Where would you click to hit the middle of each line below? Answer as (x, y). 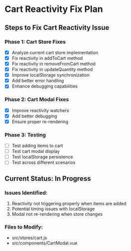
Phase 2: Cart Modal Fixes (37, 100)
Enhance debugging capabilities (45, 86)
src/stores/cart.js (30, 238)
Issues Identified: (26, 193)
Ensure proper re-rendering (40, 122)
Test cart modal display (36, 151)
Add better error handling (38, 81)
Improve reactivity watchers (40, 110)
